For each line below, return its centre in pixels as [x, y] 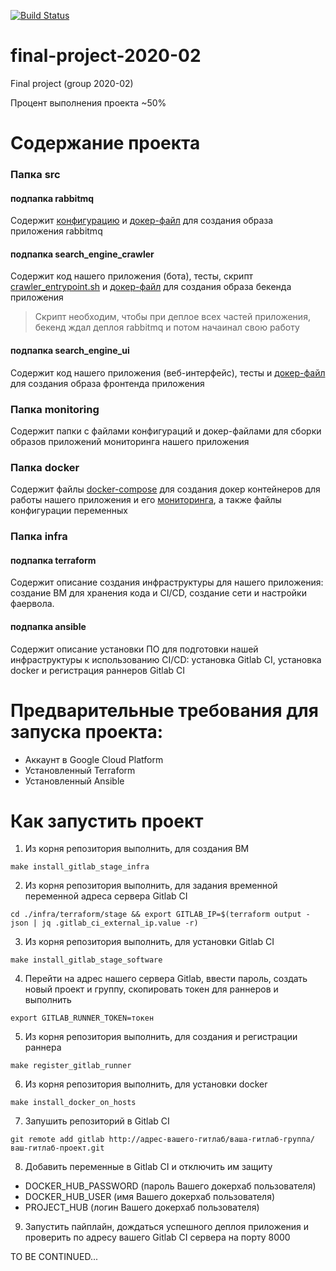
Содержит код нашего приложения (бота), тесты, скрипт [132, 276]
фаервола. [32, 604]
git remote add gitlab [57, 1140]
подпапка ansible [48, 626]
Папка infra [39, 537]
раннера [43, 1047]
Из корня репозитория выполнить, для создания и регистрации [161, 1037]
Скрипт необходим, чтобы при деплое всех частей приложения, [172, 317]
